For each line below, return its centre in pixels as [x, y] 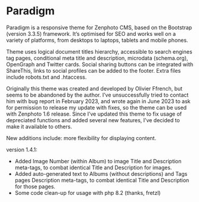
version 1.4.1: [22, 150]
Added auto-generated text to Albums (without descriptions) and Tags [101, 173]
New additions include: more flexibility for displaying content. [81, 138]
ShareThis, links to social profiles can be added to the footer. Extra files [94, 70]
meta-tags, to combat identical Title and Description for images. [93, 167]
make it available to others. [39, 126]
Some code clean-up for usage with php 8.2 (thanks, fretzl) [88, 192]
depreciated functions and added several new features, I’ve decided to [93, 120]
